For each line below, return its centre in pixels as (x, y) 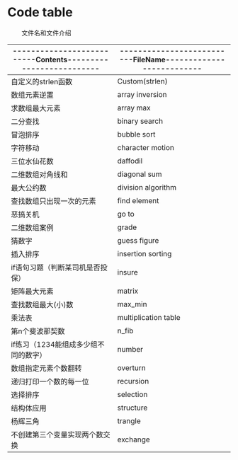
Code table (40, 12)
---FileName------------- (172, 59)
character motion (146, 147)
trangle (129, 420)
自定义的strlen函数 (42, 81)
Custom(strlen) (142, 81)
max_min (132, 304)
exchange (134, 439)
